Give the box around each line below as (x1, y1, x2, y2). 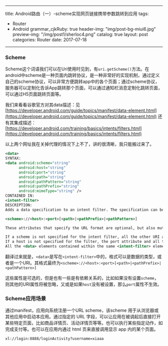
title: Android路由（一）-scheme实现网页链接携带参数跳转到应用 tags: (5, 11, 149, 17)
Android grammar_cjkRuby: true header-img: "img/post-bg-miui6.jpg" (12, 26, 156, 32)
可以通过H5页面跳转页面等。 (5, 91, 64, 97)
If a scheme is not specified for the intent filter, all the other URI (5, 234, 160, 239)
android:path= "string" (18, 175, 66, 180)
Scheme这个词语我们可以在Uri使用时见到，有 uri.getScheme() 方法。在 (5, 66, 149, 72)
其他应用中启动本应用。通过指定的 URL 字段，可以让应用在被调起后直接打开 (5, 314, 161, 320)
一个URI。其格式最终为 (13, 260, 61, 266)
